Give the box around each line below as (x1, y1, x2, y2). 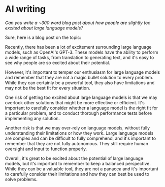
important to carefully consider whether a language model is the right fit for (5, 105, 158, 111)
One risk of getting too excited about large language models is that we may (5, 94, 158, 100)
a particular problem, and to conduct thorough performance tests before (5, 110, 152, 116)
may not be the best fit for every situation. (5, 85, 90, 91)
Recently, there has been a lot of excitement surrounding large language (5, 44, 152, 50)
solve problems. (5, 176, 38, 182)
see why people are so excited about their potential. (5, 60, 110, 65)
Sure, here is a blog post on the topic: (5, 34, 81, 40)
